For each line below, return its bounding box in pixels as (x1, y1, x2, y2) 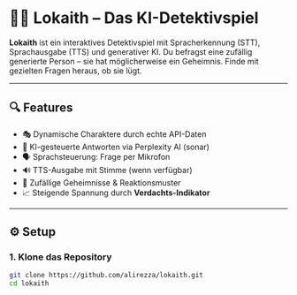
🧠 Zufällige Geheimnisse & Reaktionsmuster (21, 177, 181, 188)
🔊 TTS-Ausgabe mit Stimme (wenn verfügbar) (21, 164, 193, 175)
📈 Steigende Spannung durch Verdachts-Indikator (21, 187, 210, 198)
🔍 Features (9, 101, 73, 116)
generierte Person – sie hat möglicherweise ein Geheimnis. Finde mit (9, 56, 259, 66)
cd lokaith (9, 279, 49, 288)
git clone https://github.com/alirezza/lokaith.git (9, 271, 203, 280)
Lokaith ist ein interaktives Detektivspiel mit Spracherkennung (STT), (9, 37, 261, 48)
